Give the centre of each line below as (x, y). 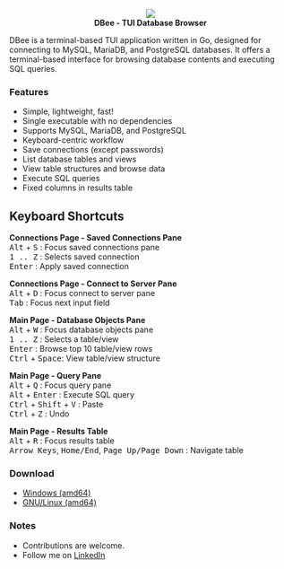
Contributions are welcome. (73, 545)
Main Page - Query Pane (56, 376)
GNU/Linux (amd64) (59, 503)
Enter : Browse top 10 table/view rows (81, 349)
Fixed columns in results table (77, 188)
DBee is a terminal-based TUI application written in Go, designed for (135, 40)
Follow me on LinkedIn (64, 555)
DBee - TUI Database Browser (151, 23)
